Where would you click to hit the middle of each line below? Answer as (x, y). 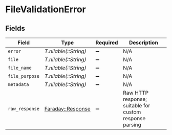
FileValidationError (46, 9)
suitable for (136, 106)
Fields (15, 28)
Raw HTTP (136, 93)
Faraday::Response (67, 109)
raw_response (24, 109)
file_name (20, 68)
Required (107, 43)
